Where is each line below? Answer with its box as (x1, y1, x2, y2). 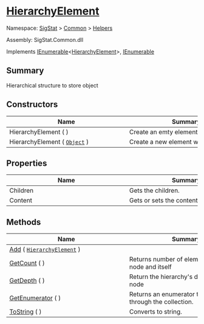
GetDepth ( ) (9, 277, 45, 285)
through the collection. (129, 298, 194, 306)
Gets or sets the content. (129, 196, 200, 205)
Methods (6, 217, 41, 227)
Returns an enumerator (129, 290, 195, 298)
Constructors (6, 99, 58, 110)
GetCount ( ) (9, 259, 46, 267)
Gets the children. (129, 187, 180, 195)
